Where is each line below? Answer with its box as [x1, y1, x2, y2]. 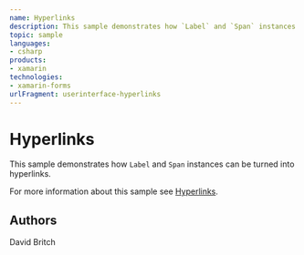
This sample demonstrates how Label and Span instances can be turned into [9, 158, 295, 169]
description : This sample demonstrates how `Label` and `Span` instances [9, 22, 297, 31]
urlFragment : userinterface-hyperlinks [9, 89, 162, 98]
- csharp [9, 47, 43, 56]
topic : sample [9, 30, 64, 39]
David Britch [9, 237, 57, 248]
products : [9, 56, 47, 65]
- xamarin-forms [9, 81, 71, 90]
